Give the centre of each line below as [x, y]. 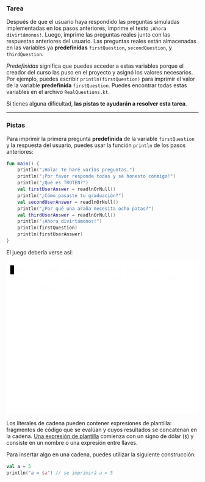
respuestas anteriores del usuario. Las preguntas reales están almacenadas [102, 41]
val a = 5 [19, 467]
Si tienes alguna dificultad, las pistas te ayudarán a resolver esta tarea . [97, 104]
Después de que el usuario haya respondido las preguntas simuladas [93, 22]
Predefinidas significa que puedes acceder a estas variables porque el [95, 66]
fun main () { [23, 164]
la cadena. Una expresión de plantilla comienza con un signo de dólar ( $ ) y [100, 436]
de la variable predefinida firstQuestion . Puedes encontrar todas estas [97, 85]
